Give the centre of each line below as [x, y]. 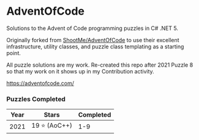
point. [14, 53]
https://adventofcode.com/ [40, 83]
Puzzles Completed [36, 99]
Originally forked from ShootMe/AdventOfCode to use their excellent [93, 40]
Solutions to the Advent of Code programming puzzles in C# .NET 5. [92, 28]
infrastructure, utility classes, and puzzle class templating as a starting [95, 46]
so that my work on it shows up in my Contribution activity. [80, 71]
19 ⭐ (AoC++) [52, 125]
